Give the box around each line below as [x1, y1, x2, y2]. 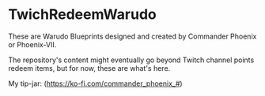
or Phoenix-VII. [8, 39, 57, 49]
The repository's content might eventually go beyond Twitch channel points [8, 55, 255, 65]
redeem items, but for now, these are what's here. [8, 63, 171, 72]
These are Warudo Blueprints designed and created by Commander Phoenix [8, 31, 257, 41]
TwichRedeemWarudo [8, 6, 157, 24]
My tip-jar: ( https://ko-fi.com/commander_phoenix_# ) [8, 79, 184, 88]
